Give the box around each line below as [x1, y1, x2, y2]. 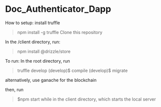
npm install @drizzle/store [17, 48, 71, 54]
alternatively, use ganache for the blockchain [5, 77, 97, 83]
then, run [5, 86, 24, 92]
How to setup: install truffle [5, 20, 60, 26]
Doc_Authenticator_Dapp [5, 3, 111, 15]
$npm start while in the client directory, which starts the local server [17, 96, 156, 102]
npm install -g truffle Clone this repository [17, 29, 103, 35]
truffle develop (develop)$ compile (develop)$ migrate [17, 68, 128, 73]
